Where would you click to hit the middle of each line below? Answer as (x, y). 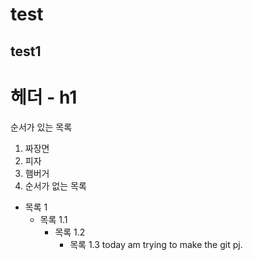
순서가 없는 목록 (55, 185)
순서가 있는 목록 (41, 127)
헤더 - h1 (44, 97)
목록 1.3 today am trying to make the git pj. (156, 244)
